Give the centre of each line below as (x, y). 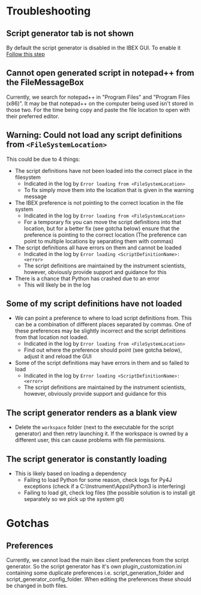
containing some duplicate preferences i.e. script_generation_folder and (95, 573)
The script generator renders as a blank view (92, 413)
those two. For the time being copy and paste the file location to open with (98, 110)
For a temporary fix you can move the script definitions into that (103, 222)
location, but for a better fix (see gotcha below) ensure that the (102, 228)
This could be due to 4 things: (43, 159)
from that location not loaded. (52, 337)
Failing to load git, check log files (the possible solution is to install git (109, 493)
